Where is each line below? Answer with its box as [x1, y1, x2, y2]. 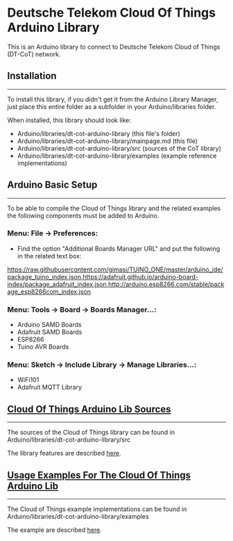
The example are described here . [7, 526, 102, 534]
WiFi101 [17, 376, 40, 384]
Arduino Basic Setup [7, 179, 98, 191]
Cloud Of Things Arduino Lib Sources [7, 403, 171, 415]
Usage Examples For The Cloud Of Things [7, 469, 191, 481]
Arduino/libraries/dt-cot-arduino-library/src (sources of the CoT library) [17, 144, 222, 152]
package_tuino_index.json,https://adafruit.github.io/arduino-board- [7, 272, 199, 281]
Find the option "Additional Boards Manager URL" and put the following [17, 244, 221, 253]
